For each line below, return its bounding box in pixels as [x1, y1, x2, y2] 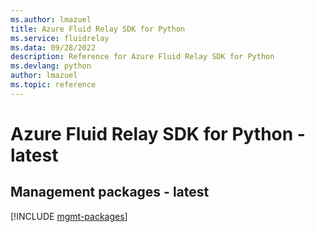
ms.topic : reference [10, 80, 97, 90]
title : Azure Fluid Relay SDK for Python [10, 24, 186, 34]
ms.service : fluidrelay [10, 33, 110, 43]
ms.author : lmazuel [10, 14, 92, 25]
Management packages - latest [10, 184, 210, 201]
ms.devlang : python [10, 61, 92, 71]
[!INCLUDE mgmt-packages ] [10, 210, 128, 222]
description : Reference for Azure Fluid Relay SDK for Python [10, 52, 275, 62]
